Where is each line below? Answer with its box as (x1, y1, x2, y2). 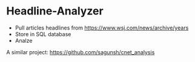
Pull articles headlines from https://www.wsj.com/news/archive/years (15, 24, 189, 31)
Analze (15, 37, 33, 44)
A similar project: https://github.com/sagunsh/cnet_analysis (6, 48, 155, 55)
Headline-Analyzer (6, 4, 104, 18)
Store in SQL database (15, 30, 71, 37)
